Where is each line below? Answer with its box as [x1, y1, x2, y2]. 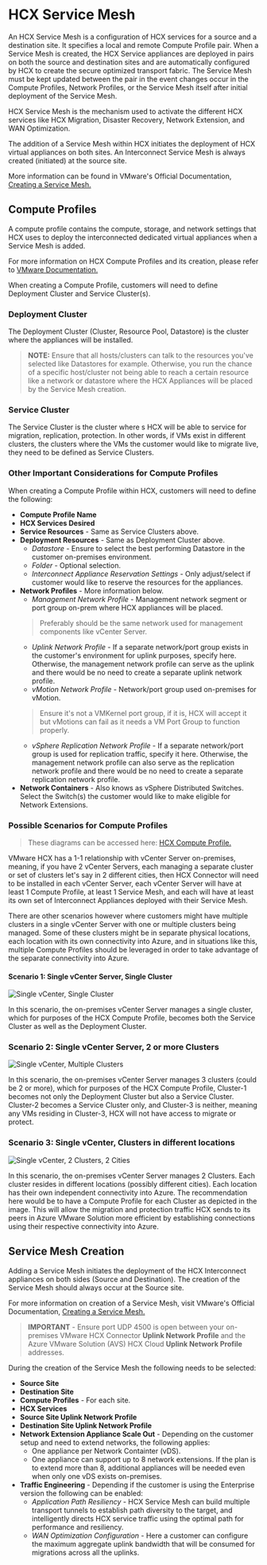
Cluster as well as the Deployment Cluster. [8, 1022, 147, 1031]
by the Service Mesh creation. [27, 385, 127, 394]
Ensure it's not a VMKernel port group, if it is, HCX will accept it [39, 708, 247, 718]
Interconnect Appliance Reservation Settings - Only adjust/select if [31, 569, 251, 578]
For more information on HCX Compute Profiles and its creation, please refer [8, 256, 259, 266]
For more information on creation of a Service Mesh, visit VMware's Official [8, 1298, 255, 1308]
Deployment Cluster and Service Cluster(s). [8, 288, 151, 298]
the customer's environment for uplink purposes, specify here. [31, 651, 237, 660]
